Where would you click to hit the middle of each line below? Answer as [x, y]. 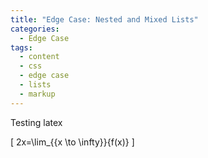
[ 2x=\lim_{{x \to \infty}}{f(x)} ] [72, 142]
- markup [37, 94]
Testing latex [36, 122]
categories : [35, 29]
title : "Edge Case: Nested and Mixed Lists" [104, 19]
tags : [21, 47]
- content [39, 57]
